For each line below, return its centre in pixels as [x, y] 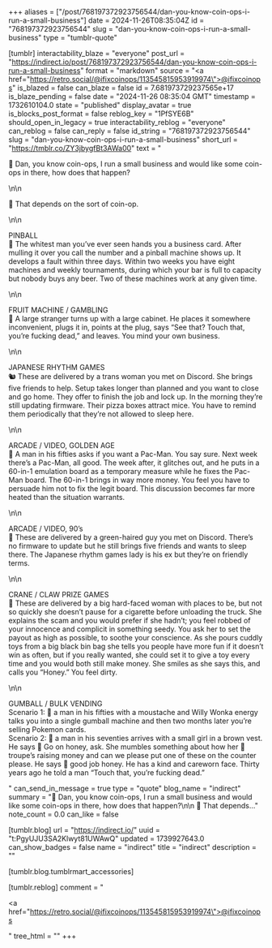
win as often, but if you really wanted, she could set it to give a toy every [129, 655]
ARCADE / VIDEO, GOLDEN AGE [62, 445]
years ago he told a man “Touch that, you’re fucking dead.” [106, 773]
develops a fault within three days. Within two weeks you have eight [122, 261]
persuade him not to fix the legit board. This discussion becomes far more [132, 489]
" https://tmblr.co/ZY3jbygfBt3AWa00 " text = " [85, 148]
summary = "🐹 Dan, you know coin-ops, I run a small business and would [130, 797]
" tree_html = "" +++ [42, 936]
